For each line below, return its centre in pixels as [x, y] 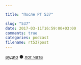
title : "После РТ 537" [29, 14]
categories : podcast [27, 38]
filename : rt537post [27, 43]
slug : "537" [18, 23]
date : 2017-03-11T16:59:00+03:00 [41, 28]
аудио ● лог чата [24, 57]
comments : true [21, 33]
